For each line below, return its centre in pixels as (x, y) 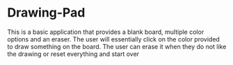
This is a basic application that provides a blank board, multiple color (106, 32)
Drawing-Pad (46, 13)
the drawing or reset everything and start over (73, 54)
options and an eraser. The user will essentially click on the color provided (114, 39)
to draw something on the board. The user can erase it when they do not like (117, 46)
